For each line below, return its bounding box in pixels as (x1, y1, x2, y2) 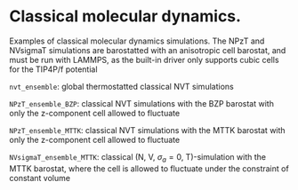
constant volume (9, 172, 71, 183)
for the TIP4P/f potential (9, 64, 98, 75)
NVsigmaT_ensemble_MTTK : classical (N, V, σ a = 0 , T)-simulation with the (9, 151, 267, 164)
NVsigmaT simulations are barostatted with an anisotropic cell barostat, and (9, 44, 286, 55)
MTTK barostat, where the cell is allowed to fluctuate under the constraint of (9, 162, 289, 174)
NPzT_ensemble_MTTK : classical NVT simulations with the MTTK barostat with (9, 124, 286, 135)
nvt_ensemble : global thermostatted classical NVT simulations (9, 81, 234, 91)
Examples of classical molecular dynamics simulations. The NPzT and (9, 36, 265, 46)
